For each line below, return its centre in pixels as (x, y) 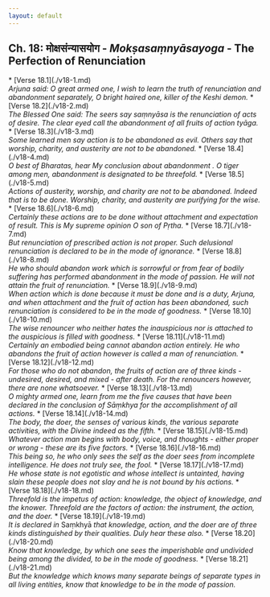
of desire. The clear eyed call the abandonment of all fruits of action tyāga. (133, 123)
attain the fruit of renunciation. (59, 286)
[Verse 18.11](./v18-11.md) (184, 337)
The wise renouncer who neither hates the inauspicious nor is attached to (131, 328)
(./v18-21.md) (30, 567)
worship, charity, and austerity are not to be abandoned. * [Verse (117, 149)
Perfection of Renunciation (77, 61)
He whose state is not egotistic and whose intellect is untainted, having (127, 473)
